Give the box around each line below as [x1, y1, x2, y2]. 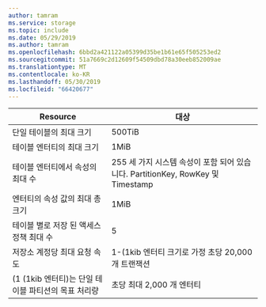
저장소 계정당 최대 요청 [12, 247, 93, 258]
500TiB [111, 127, 140, 138]
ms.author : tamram [8, 41, 69, 49]
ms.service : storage [8, 19, 77, 27]
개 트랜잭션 [111, 259, 150, 270]
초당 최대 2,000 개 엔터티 [111, 279, 202, 290]
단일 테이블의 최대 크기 [12, 127, 93, 138]
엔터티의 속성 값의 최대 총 [12, 193, 101, 204]
